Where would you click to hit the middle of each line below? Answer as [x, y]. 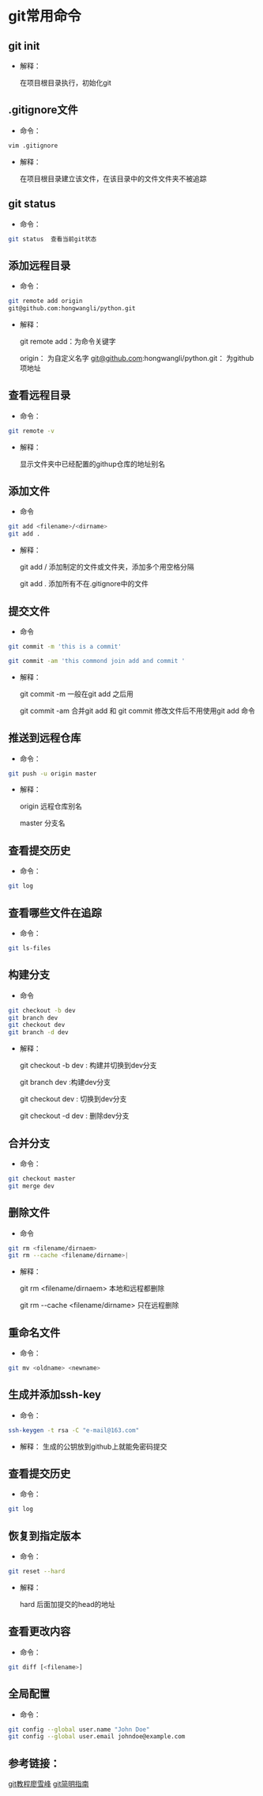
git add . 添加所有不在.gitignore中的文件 [84, 584]
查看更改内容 [39, 1632]
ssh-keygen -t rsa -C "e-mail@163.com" [74, 1430]
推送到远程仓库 [45, 738]
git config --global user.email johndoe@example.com [97, 1737]
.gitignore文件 [43, 110]
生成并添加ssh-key [54, 1394]
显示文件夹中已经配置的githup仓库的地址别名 [92, 464]
